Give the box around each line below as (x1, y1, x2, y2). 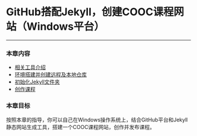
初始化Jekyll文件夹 (14, 78, 60, 85)
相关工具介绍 (14, 64, 46, 71)
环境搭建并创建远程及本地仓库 (14, 71, 87, 78)
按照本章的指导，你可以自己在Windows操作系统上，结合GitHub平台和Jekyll (6, 116, 188, 123)
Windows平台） (26, 20, 104, 33)
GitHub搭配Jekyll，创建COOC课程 (6, 5, 174, 19)
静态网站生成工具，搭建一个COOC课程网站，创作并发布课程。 (6, 123, 155, 130)
